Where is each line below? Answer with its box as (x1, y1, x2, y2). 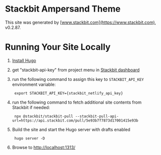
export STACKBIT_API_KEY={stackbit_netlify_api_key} (14, 91, 123, 95)
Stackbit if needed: (12, 104, 50, 110)
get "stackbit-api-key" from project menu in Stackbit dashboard (12, 67, 140, 73)
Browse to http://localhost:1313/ (12, 144, 76, 150)
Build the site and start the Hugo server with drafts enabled (12, 126, 130, 132)
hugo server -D (14, 136, 45, 141)
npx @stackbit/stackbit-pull (14, 114, 74, 119)
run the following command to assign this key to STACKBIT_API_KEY (12, 76, 144, 82)
